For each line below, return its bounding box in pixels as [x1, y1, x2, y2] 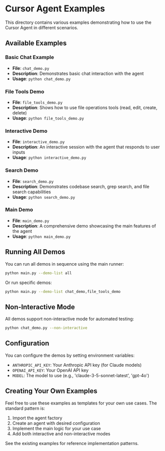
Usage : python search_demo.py [12, 194, 75, 200]
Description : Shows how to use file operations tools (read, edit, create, [12, 105, 158, 111]
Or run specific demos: [5, 280, 52, 285]
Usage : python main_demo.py [12, 233, 71, 239]
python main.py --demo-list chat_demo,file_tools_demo [5, 289, 121, 294]
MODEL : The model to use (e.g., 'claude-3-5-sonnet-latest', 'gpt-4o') [12, 372, 150, 378]
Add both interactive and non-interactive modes [12, 431, 110, 437]
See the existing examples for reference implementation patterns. [5, 440, 139, 446]
